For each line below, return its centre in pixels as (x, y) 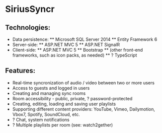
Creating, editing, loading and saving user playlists (64, 104)
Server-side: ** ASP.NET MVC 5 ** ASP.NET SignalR (66, 45)
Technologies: (28, 28)
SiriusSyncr (30, 9)
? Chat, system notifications (41, 120)
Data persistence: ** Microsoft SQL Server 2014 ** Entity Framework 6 (85, 39)
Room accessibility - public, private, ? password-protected (72, 98)
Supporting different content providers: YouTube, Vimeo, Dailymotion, (84, 109)
